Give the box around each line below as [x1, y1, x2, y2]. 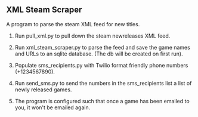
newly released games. [14, 86, 72, 93]
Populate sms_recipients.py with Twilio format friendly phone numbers [14, 61, 188, 69]
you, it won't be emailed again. [14, 104, 91, 111]
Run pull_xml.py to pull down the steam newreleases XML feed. [14, 32, 171, 39]
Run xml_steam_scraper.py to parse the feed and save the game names [14, 44, 191, 51]
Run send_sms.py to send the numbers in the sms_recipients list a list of [14, 79, 192, 87]
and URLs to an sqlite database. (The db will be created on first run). [14, 50, 183, 57]
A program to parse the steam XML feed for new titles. [6, 20, 140, 27]
